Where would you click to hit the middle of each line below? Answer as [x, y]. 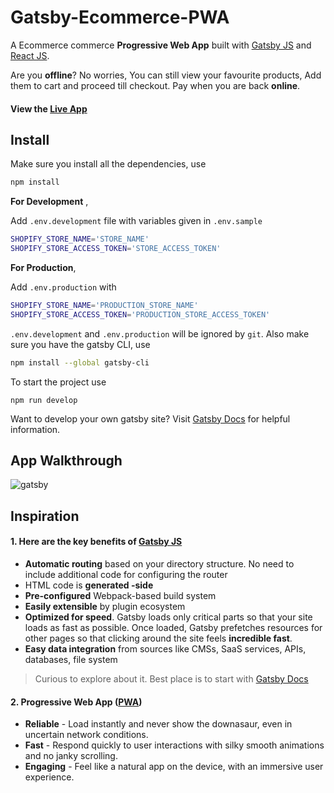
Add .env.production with [63, 287]
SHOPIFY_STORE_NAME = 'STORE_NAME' [80, 239]
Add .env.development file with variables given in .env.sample [136, 221]
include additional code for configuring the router [126, 574]
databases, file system [71, 659]
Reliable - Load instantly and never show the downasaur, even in [158, 724]
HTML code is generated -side [89, 585]
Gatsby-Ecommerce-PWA [120, 17]
